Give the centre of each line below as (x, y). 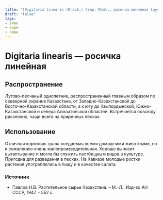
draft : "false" (20, 14)
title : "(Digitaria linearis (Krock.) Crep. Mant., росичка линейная (77, 9)
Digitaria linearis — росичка (63, 56)
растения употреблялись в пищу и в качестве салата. (61, 164)
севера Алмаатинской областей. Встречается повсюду (98, 111)
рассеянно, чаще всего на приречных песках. (53, 117)
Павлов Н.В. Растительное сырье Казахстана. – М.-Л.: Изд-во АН (80, 187)
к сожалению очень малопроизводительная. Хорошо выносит (70, 149)
